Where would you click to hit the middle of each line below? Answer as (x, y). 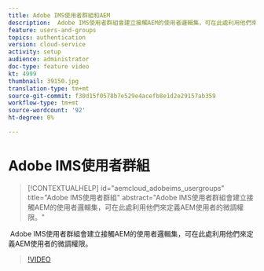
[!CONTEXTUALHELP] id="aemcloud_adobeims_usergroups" (126, 188)
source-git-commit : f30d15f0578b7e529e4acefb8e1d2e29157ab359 (112, 96)
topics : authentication (47, 37)
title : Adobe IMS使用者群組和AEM (59, 15)
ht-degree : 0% (31, 118)
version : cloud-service (47, 45)
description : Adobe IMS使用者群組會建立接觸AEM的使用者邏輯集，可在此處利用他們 (130, 23)
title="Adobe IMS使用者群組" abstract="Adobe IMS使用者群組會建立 (137, 197)
